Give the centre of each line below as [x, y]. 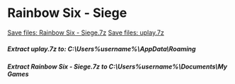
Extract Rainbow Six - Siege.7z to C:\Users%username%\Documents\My [117, 66]
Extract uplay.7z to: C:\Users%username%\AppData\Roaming [102, 49]
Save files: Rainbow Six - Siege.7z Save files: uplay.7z [86, 32]
